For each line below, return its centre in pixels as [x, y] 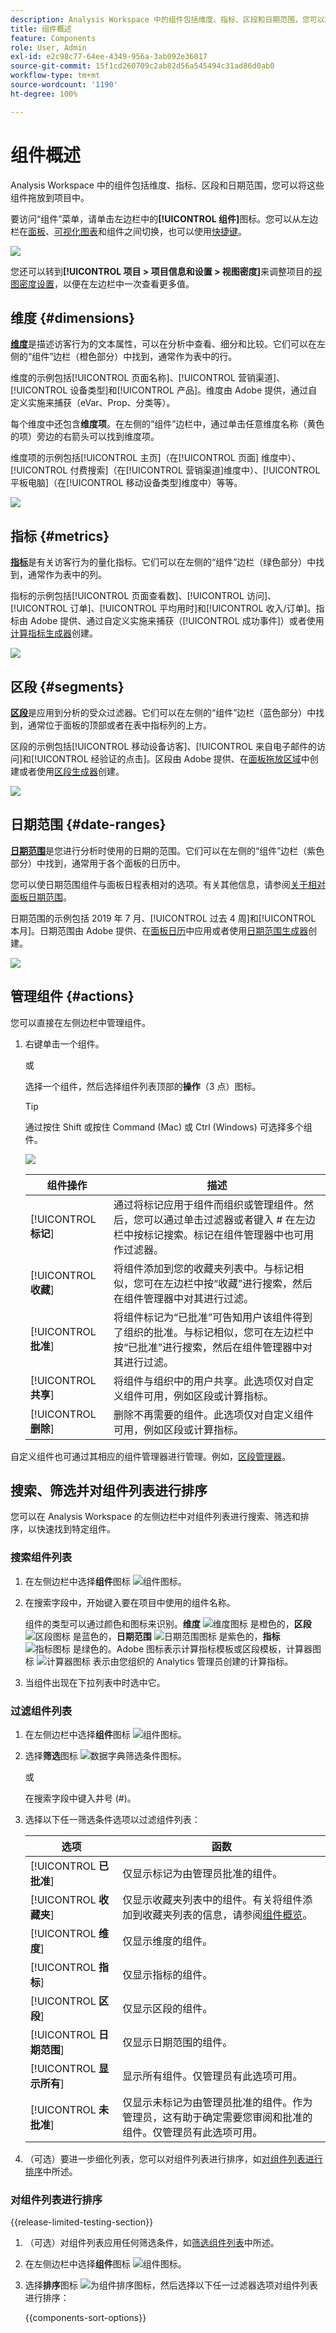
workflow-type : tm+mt [55, 76]
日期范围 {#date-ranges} [88, 824]
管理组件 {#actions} [72, 996]
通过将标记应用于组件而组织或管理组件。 [208, 1204]
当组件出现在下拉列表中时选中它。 [95, 1682]
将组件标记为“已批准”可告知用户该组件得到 [213, 1317]
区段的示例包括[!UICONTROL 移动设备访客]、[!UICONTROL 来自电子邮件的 [163, 746]
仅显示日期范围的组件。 [177, 2043]
